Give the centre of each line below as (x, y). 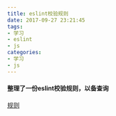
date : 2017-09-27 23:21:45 (46, 20)
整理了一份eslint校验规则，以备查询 (58, 88)
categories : (24, 53)
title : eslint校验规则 (38, 14)
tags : (15, 26)
